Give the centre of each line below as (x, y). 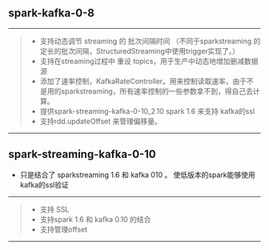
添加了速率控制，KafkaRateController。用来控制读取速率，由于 (143, 81)
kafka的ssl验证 (44, 184)
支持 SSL (54, 209)
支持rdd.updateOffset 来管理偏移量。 (100, 121)
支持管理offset (64, 229)
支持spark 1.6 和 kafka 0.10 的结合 (95, 219)
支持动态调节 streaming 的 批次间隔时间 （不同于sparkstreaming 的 (150, 41)
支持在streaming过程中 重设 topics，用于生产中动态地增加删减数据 (149, 61)
